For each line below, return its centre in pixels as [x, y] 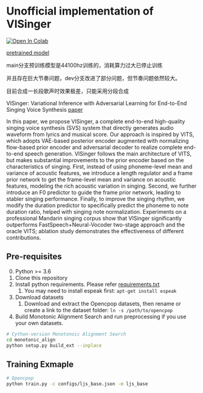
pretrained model [28, 52]
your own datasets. [39, 323]
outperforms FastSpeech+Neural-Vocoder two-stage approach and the [96, 224]
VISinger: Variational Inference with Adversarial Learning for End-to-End [97, 103]
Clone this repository [41, 278]
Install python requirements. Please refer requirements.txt [87, 284]
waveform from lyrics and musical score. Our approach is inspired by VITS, [100, 134]
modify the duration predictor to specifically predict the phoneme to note [98, 205]
